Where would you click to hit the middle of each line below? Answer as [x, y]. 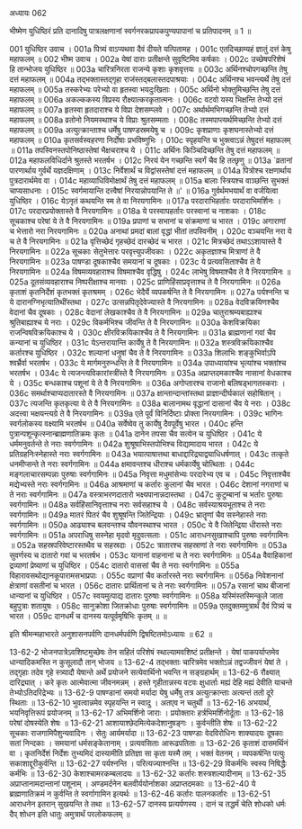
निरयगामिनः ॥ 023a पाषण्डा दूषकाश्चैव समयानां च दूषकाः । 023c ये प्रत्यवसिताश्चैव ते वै [135, 261]
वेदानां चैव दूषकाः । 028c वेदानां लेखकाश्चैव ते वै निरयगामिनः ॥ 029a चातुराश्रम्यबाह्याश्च [136, 312]
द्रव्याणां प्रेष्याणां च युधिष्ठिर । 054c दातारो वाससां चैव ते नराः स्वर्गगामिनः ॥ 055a [124, 565]
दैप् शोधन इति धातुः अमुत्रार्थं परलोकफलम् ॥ [70, 814]
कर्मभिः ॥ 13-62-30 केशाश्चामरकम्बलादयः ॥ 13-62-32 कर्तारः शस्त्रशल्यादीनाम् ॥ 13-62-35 [148, 774]
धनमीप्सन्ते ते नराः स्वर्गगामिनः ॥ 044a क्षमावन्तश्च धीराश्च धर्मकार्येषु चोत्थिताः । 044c [132, 464]
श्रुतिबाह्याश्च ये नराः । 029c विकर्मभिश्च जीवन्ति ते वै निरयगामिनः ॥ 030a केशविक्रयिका [135, 322]
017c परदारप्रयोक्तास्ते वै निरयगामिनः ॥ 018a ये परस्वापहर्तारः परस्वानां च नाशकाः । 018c [138, 211]
